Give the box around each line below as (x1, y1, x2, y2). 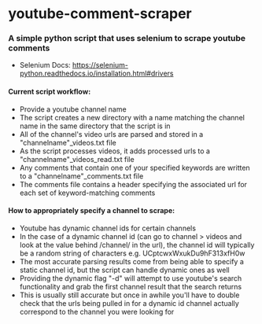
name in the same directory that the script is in (19, 121, 171, 131)
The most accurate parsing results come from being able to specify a (19, 256, 244, 266)
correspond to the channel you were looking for (19, 307, 175, 316)
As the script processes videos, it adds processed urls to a (19, 146, 211, 156)
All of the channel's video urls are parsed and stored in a (19, 129, 204, 138)
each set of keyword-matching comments (19, 188, 156, 197)
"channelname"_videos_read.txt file (19, 154, 135, 164)
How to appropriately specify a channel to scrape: (8, 206, 175, 215)
